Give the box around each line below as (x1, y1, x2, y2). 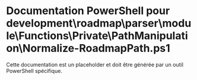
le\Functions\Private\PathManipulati (6, 29, 188, 42)
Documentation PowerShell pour (6, 4, 170, 18)
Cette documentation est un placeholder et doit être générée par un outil (6, 61, 184, 68)
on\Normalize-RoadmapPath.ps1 (6, 42, 170, 55)
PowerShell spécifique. (6, 67, 62, 74)
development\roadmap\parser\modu (6, 16, 192, 30)
